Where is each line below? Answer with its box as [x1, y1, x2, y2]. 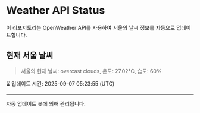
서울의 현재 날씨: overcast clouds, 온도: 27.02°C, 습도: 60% [20, 67, 162, 74]
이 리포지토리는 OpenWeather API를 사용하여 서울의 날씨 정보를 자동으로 [6, 24, 176, 31]
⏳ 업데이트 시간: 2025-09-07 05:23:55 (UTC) [6, 80, 115, 87]
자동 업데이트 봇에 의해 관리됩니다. [6, 100, 86, 107]
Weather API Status [6, 4, 105, 17]
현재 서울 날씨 [6, 51, 54, 61]
